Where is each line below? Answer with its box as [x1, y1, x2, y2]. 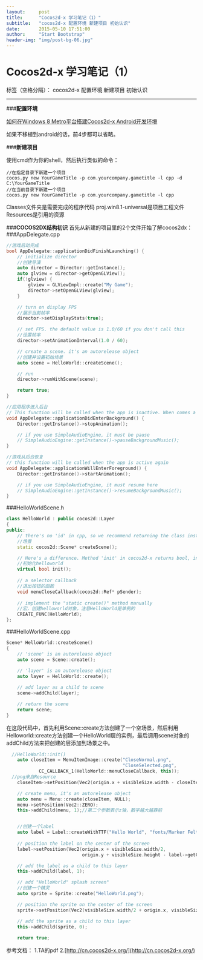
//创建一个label [17, 824, 54, 830]
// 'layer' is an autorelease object [17, 668, 112, 674]
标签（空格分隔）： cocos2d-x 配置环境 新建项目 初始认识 [6, 86, 148, 93]
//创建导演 [17, 259, 41, 266]
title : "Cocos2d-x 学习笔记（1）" [6, 15, 101, 21]
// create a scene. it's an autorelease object [17, 348, 139, 355]
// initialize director [17, 253, 77, 260]
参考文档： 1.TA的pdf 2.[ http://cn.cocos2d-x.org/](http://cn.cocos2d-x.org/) [6, 947, 195, 954]
